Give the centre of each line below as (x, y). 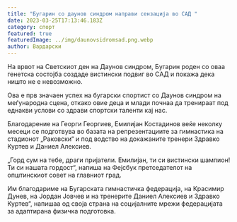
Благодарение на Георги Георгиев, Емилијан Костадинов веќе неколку (115, 124)
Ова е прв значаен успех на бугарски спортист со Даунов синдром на (114, 95)
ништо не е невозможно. (45, 81)
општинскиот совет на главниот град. (64, 175)
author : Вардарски (34, 47)
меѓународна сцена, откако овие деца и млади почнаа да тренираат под (118, 103)
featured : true (30, 33)
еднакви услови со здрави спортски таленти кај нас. (87, 110)
